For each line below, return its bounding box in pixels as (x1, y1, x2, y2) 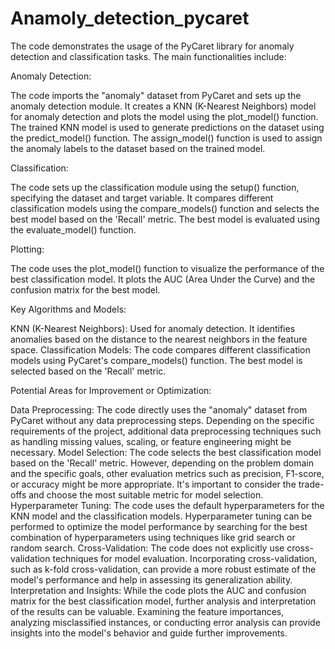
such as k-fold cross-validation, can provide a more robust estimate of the (10, 563, 317, 575)
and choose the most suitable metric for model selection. (28, 488, 264, 501)
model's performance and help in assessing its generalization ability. (10, 573, 293, 586)
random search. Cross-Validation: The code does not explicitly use (10, 542, 285, 554)
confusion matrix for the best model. (10, 283, 161, 296)
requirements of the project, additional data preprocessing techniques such (10, 425, 322, 437)
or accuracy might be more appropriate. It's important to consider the (10, 478, 297, 490)
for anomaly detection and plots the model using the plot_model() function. (10, 110, 319, 122)
